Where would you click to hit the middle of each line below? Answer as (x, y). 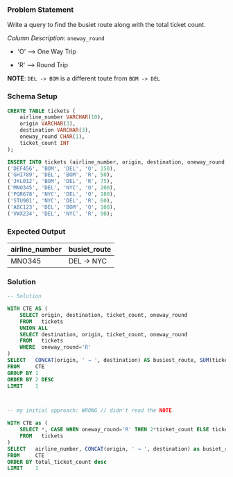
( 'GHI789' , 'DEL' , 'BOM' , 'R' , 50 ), (60, 175)
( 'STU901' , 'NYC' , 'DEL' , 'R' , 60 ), (60, 200)
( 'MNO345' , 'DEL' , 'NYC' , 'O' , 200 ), (62, 188)
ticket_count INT (45, 143)
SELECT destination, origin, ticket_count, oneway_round (104, 334)
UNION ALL (34, 328)
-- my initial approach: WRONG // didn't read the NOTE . (91, 410)
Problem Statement (41, 10)
